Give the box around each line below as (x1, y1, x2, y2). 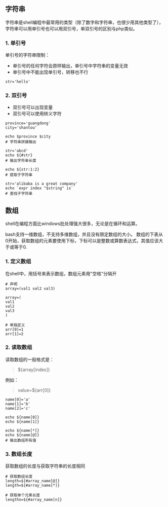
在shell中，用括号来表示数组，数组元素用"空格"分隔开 (5, 270, 117, 276)
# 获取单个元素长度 (5, 493, 40, 498)
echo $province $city (5, 134, 51, 139)
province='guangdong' (5, 121, 51, 126)
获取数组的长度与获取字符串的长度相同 (5, 463, 85, 469)
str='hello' (5, 79, 30, 85)
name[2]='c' (5, 406, 30, 411)
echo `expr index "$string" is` (5, 186, 73, 191)
